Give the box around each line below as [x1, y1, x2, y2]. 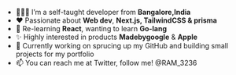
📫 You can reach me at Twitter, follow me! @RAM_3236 [15, 59, 197, 67]
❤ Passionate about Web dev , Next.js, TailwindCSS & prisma [15, 16, 218, 25]
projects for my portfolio [15, 49, 94, 59]
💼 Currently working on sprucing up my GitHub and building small [15, 41, 229, 50]
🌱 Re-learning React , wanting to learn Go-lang [15, 24, 168, 33]
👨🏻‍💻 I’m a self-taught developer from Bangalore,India [15, 8, 191, 16]
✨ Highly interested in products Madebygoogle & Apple [15, 32, 198, 41]
